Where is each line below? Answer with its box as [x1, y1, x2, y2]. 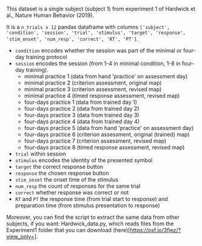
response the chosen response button [15, 169, 109, 177]
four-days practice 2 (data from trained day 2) [24, 105, 140, 112]
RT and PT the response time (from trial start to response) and [15, 196, 168, 202]
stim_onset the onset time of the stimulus [15, 176, 118, 183]
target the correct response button [15, 163, 104, 170]
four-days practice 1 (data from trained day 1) [24, 98, 138, 106]
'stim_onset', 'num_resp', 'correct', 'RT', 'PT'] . [6, 35, 138, 42]
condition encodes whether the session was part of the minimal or [15, 47, 182, 54]
